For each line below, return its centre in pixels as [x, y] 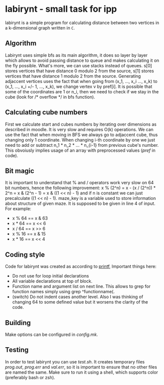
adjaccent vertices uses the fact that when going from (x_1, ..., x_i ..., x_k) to [81, 81]
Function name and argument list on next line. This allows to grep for [81, 286]
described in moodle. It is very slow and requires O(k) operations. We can [79, 129]
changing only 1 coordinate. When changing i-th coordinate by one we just [80, 140]
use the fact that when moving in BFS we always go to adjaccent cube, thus [82, 135]
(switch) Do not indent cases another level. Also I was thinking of [78, 297]
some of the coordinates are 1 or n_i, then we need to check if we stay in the [82, 91]
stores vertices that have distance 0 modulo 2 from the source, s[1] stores [80, 71]
